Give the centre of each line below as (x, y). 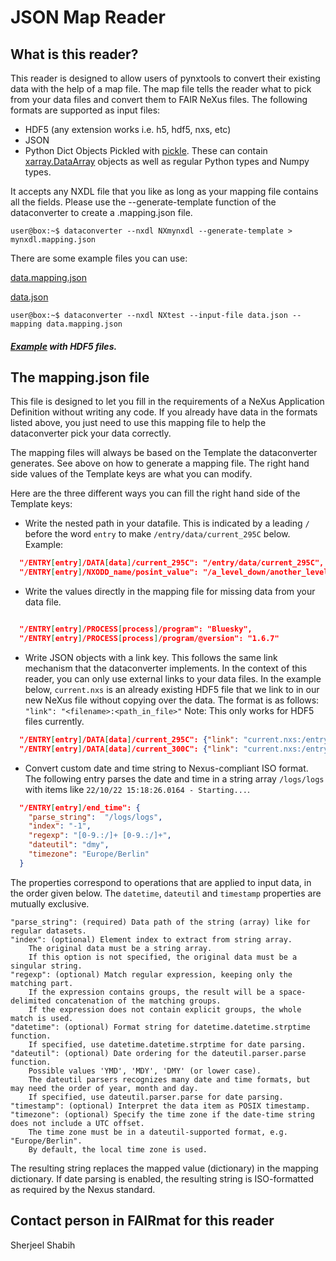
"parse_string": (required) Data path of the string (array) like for (160, 922)
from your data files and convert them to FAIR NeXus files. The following (159, 99)
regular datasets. (48, 931)
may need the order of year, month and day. (104, 1088)
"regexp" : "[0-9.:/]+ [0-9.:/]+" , (100, 836)
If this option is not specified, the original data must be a (163, 957)
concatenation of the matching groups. (138, 1001)
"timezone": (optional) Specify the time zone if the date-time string (162, 1114)
